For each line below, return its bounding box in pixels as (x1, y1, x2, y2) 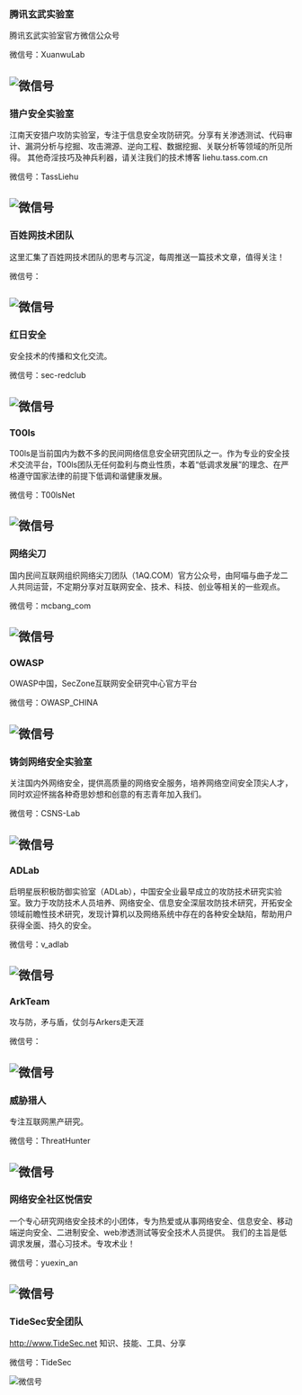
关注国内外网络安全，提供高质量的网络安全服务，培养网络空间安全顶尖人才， (9, 778, 293, 788)
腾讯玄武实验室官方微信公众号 (9, 30, 120, 41)
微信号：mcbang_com (9, 600, 92, 611)
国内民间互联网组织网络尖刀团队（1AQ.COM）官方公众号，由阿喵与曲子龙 (9, 570, 280, 580)
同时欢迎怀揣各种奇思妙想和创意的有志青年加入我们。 (9, 789, 207, 800)
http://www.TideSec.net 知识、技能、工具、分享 (9, 1337, 187, 1348)
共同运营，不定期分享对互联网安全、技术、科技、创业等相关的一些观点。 (16, 580, 285, 591)
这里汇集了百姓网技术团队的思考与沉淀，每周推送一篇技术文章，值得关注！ (9, 251, 285, 262)
